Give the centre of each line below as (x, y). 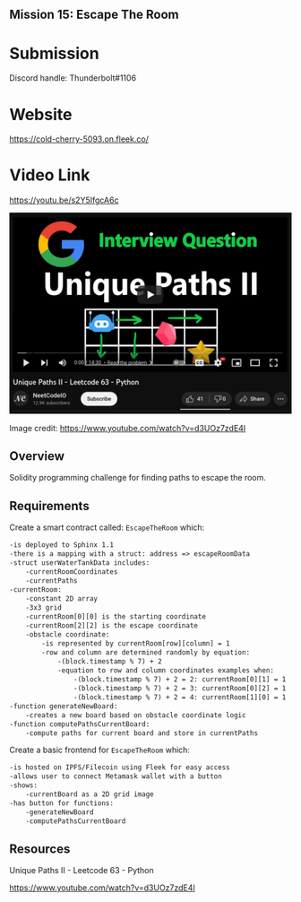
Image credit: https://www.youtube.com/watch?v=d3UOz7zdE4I (128, 428)
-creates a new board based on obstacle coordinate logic (136, 716)
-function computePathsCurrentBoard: (80, 724)
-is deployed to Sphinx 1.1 (62, 545)
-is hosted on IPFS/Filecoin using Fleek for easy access (120, 768)
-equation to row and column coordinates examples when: (166, 671)
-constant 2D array (62, 599)
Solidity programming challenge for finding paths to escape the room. (138, 478)
